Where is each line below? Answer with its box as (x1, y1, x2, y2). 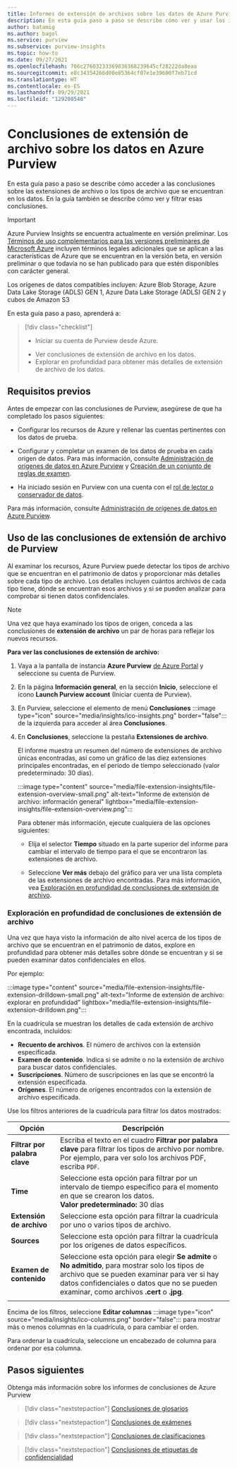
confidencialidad (24, 1452, 74, 1461)
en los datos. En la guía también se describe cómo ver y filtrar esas (7, 194, 202, 203)
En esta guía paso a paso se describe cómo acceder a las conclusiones (7, 179, 215, 188)
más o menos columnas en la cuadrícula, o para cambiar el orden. (7, 1323, 199, 1331)
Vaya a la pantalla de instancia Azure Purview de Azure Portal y (17, 661, 204, 670)
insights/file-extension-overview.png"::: (17, 805, 133, 813)
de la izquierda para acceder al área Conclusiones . (17, 718, 167, 727)
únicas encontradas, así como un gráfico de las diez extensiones (17, 753, 207, 762)
